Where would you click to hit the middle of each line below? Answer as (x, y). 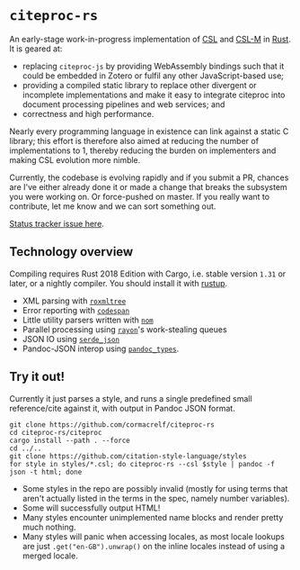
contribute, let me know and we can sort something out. (113, 206)
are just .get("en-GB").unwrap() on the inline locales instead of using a (154, 546)
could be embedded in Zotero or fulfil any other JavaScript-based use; (153, 76)
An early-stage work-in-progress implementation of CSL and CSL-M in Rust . (150, 39)
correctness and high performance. (88, 113)
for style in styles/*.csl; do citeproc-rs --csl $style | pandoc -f (142, 464)
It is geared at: (36, 49)
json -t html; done (46, 472)
